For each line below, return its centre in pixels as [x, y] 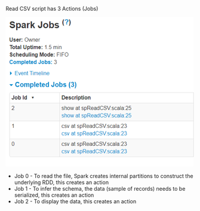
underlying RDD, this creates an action [61, 182]
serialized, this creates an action [54, 195]
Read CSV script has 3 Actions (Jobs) [52, 9]
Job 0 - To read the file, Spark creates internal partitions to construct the [104, 176]
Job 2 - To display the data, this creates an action [75, 201]
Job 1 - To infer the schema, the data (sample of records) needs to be [100, 188]
